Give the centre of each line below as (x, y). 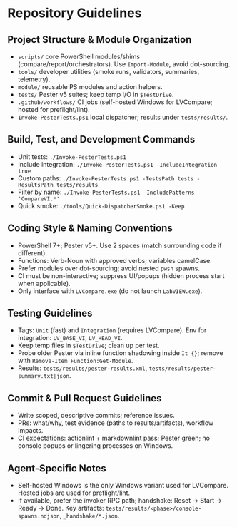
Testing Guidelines (50, 313)
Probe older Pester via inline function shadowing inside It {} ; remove (120, 353)
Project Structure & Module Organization (100, 40)
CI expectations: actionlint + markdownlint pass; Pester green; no (114, 438)
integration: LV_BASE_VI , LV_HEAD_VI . (70, 338)
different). (32, 253)
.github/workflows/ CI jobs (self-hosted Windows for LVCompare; (115, 102)
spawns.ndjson (39, 516)
